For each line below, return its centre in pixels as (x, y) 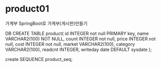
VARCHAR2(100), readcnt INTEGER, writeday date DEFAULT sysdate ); (78, 49)
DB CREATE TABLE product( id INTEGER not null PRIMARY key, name (77, 33)
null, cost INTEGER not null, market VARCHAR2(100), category (70, 44)
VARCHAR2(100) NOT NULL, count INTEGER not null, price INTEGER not (80, 39)
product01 (27, 9)
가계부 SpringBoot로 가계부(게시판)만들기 (46, 23)
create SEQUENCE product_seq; (39, 59)
